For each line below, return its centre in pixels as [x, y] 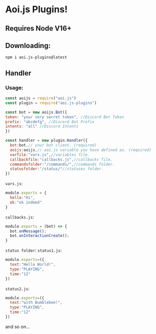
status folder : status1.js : [34, 250]
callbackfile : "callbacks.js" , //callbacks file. [61, 160]
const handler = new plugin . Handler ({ [46, 141]
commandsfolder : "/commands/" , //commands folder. [62, 164]
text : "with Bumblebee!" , [36, 303]
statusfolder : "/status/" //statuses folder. [57, 169]
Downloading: [28, 45]
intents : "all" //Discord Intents [42, 126]
